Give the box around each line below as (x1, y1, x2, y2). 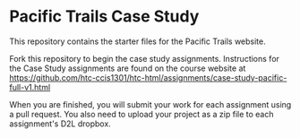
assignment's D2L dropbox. (9, 118, 112, 129)
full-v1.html (9, 82, 51, 92)
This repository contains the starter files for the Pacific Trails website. (9, 36, 266, 47)
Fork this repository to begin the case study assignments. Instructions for (9, 53, 280, 64)
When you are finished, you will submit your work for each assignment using (9, 99, 292, 109)
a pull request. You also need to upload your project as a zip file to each (9, 108, 275, 119)
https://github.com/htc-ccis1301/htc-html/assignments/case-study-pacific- (9, 72, 287, 82)
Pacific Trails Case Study (9, 6, 200, 27)
